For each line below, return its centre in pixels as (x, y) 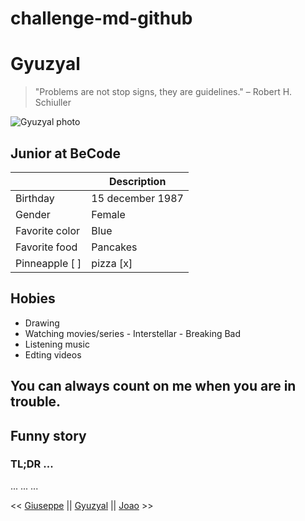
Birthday (35, 198)
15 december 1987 (137, 198)
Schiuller (53, 103)
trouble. (36, 402)
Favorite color (48, 230)
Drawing (42, 323)
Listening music (57, 344)
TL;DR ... (32, 464)
